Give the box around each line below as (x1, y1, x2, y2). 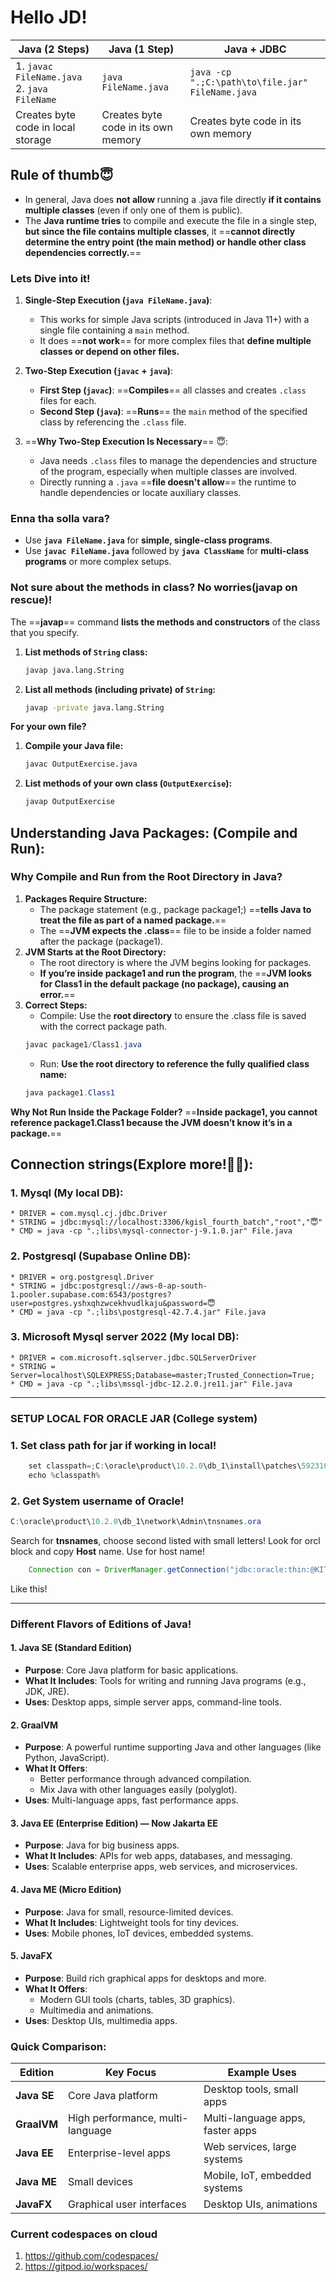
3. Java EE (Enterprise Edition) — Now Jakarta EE (10, 1817, 218, 1829)
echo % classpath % (28, 1470, 101, 1480)
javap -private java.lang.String (24, 702, 165, 713)
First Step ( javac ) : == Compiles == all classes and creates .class (39, 384, 307, 396)
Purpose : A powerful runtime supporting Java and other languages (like (24, 1741, 322, 1753)
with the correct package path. (39, 1020, 168, 1032)
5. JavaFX (10, 1950, 53, 1962)
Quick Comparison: (10, 2039, 107, 2053)
